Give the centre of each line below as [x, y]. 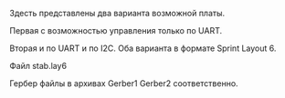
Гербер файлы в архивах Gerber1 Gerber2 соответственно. [124, 83]
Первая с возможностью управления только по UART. [116, 30]
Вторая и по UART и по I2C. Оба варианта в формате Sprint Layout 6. [143, 48]
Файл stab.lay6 [38, 66]
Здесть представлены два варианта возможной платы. [117, 13]
